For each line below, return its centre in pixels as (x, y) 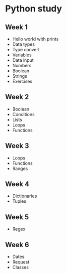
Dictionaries (25, 196)
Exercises (22, 81)
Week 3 (17, 146)
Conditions (23, 114)
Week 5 (17, 217)
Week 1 (16, 27)
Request (21, 262)
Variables (22, 55)
